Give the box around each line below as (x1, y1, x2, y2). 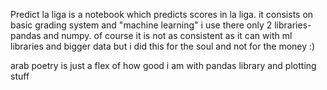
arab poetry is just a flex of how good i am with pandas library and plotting (10, 60, 317, 71)
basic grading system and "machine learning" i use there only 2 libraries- (10, 19, 312, 31)
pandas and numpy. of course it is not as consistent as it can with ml (10, 30, 293, 41)
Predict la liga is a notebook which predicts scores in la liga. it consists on (10, 9, 314, 20)
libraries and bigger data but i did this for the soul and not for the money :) (10, 40, 316, 52)
